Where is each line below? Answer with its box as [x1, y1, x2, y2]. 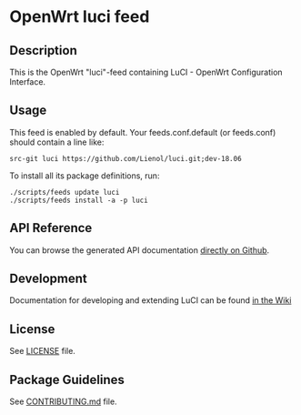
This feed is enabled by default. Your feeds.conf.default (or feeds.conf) [9, 127, 276, 137]
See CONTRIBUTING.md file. [9, 396, 117, 407]
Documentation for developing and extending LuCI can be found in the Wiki [9, 295, 292, 306]
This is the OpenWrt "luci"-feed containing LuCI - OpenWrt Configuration [9, 66, 284, 77]
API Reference [9, 220, 93, 236]
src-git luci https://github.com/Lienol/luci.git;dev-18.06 [9, 154, 243, 163]
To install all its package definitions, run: [9, 170, 160, 181]
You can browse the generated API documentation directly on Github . [9, 244, 270, 256]
